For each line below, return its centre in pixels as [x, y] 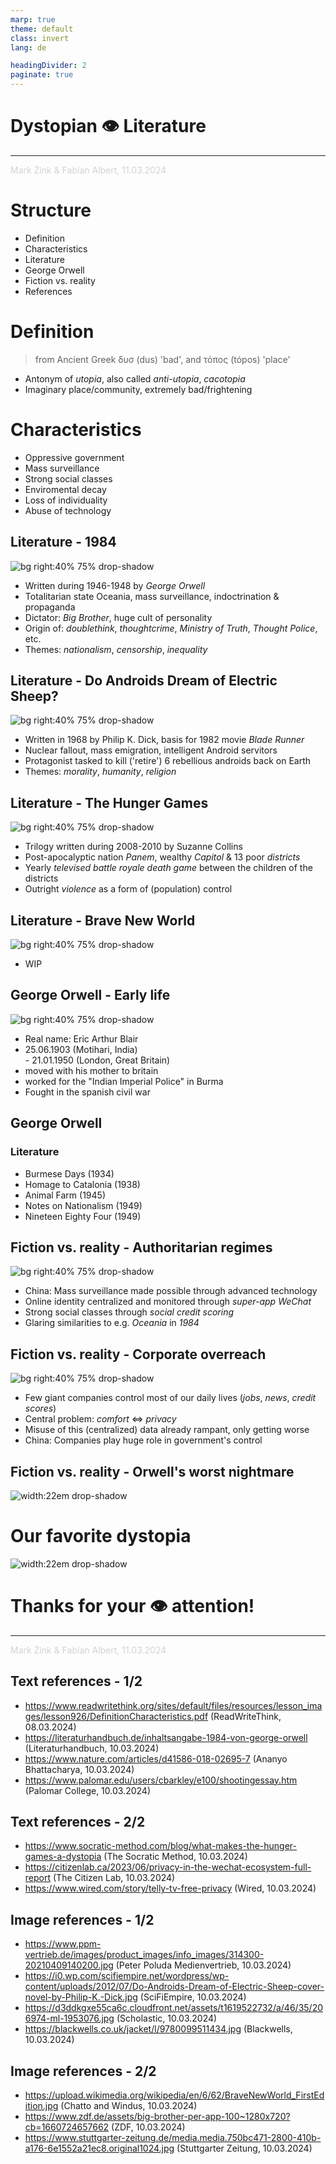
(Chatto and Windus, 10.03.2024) [129, 2106]
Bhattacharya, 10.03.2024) [79, 1769]
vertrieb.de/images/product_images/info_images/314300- [144, 1955]
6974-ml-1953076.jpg [69, 2018]
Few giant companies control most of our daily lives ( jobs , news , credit [170, 1398]
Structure [51, 210]
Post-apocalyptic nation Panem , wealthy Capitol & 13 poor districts [162, 857]
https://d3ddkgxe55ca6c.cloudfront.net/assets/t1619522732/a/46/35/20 [174, 2008]
